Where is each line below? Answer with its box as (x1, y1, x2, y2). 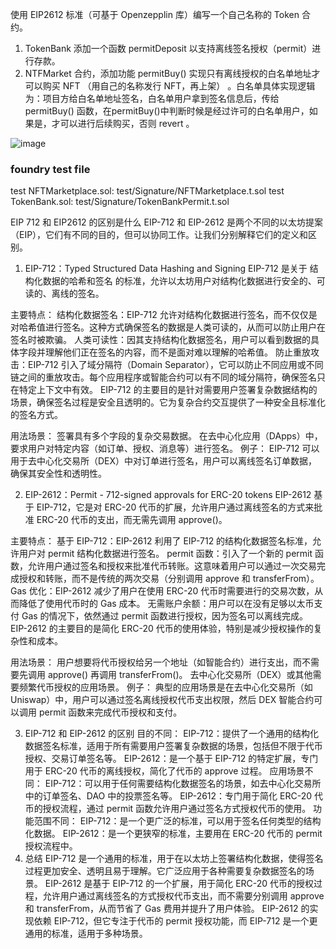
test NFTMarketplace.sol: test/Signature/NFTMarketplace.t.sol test (10, 185, 285, 197)
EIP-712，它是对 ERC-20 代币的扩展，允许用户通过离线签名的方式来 (36, 501, 315, 513)
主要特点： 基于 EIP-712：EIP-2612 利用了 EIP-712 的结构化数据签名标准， (10, 535, 313, 547)
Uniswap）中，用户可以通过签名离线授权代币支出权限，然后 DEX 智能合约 (10, 694, 315, 706)
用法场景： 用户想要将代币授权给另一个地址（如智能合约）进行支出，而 (10, 656, 302, 668)
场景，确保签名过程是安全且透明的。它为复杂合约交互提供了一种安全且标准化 (10, 396, 326, 408)
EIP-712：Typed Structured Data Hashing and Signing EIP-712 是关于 (24, 263, 308, 275)
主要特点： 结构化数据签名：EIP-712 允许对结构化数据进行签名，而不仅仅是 (10, 309, 318, 321)
